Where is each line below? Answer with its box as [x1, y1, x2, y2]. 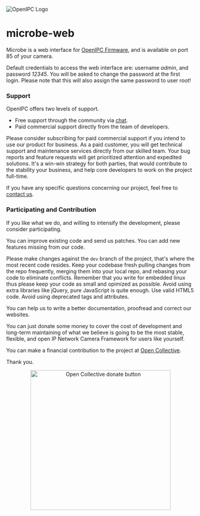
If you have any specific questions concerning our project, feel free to [6, 184, 178, 191]
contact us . [6, 191, 34, 198]
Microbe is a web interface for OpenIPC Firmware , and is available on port [6, 46, 189, 53]
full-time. [6, 173, 29, 180]
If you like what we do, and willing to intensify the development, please [6, 219, 180, 226]
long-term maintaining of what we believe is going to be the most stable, [6, 329, 184, 336]
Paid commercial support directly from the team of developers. [14, 123, 170, 131]
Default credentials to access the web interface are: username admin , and [6, 64, 189, 71]
